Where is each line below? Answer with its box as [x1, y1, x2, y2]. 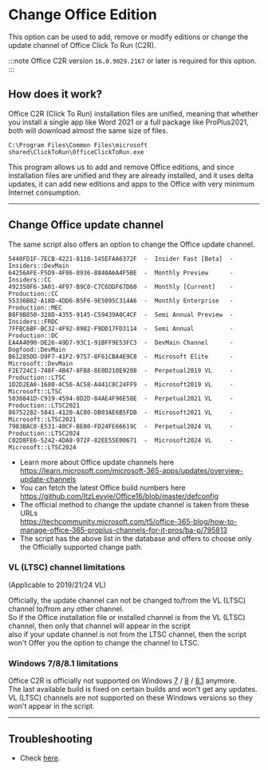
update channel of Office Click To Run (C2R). [8, 40, 156, 49]
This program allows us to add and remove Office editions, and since [8, 162, 235, 172]
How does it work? [8, 88, 103, 101]
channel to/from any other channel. [8, 604, 124, 614]
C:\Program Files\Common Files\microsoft [8, 141, 148, 149]
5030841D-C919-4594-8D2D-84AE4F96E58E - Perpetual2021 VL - [8, 394, 234, 402]
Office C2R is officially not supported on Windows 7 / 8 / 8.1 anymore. [8, 676, 237, 685]
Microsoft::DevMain [8, 359, 73, 368]
